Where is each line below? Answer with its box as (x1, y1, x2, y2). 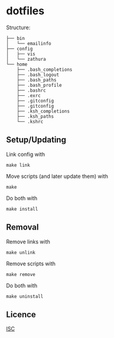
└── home (6, 61, 28, 67)
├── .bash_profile (17, 82, 62, 88)
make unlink (6, 249, 35, 255)
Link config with (6, 151, 45, 158)
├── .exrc (17, 92, 41, 99)
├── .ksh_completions (17, 108, 70, 114)
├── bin (6, 35, 25, 41)
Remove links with (6, 238, 50, 245)
